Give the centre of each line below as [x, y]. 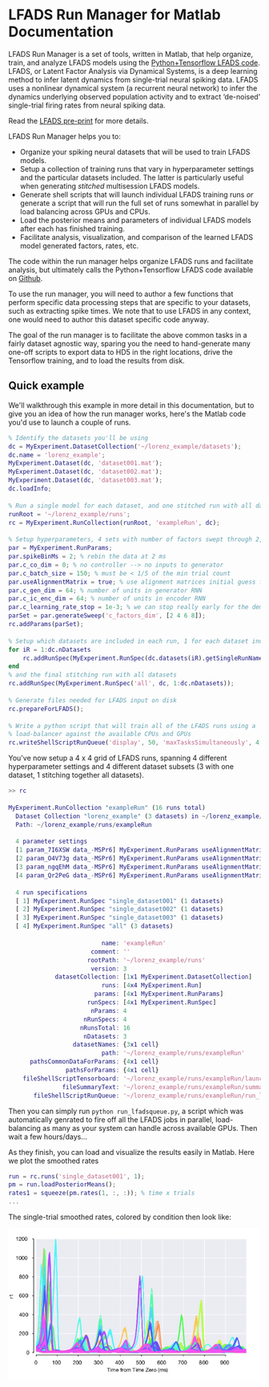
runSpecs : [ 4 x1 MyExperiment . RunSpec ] [152, 1003]
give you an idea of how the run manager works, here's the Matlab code [127, 413]
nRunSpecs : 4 [105, 1019]
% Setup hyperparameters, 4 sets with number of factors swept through [130, 539]
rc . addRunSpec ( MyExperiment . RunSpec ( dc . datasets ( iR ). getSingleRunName [143, 658]
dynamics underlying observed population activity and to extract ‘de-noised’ [134, 96]
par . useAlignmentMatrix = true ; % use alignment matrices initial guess [132, 582]
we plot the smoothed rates [54, 1161]
